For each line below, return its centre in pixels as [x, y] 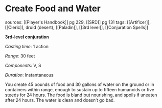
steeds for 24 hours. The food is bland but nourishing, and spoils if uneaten [81, 95]
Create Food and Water [53, 9]
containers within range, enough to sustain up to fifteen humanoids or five [80, 89]
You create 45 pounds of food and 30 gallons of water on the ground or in [80, 84]
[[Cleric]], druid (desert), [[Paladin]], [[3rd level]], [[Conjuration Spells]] [77, 27]
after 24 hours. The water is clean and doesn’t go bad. [60, 100]
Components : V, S [23, 65]
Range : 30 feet [20, 56]
